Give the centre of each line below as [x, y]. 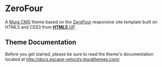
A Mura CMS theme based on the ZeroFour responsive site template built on [81, 22]
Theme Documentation [41, 42]
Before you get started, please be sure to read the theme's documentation [80, 54]
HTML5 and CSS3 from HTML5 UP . [41, 27]
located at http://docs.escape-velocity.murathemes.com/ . [63, 59]
